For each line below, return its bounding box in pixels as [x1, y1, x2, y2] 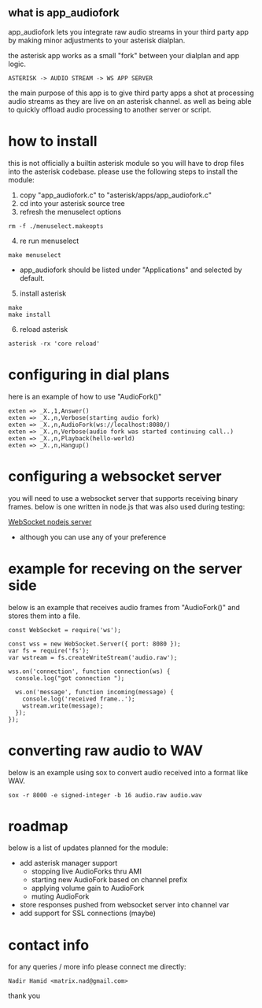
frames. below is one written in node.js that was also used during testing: [8, 502, 245, 511]
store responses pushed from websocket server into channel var [19, 900, 230, 910]
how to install [8, 133, 98, 150]
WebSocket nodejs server [8, 517, 92, 526]
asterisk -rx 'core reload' [8, 340, 101, 348]
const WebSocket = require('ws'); [8, 626, 122, 634]
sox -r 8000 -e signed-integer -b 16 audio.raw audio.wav [8, 791, 202, 799]
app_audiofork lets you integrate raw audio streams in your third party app [8, 27, 249, 36]
